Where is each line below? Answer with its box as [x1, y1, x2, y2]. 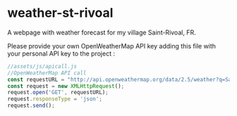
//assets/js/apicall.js [7, 63, 78, 70]
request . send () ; [7, 102, 55, 110]
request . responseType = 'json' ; [7, 96, 102, 103]
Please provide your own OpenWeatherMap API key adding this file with [7, 41, 217, 50]
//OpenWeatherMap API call [7, 69, 87, 77]
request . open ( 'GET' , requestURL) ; [7, 89, 109, 96]
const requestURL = [7, 76, 65, 83]
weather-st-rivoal [7, 5, 114, 21]
